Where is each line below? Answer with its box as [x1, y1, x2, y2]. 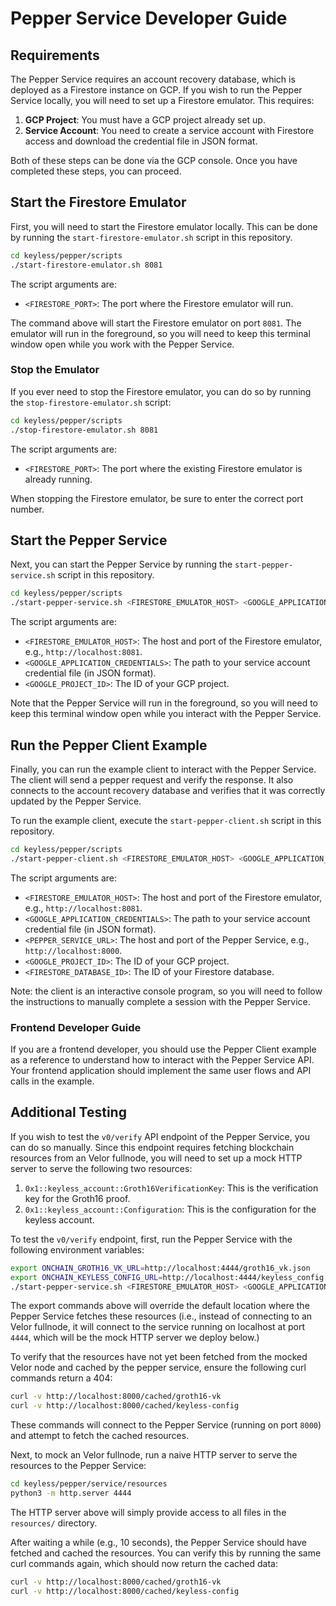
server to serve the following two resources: [10, 1162, 193, 1174]
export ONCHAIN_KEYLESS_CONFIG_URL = [10, 1272, 163, 1282]
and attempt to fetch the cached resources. [10, 1430, 190, 1442]
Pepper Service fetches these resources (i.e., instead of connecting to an [10, 1310, 313, 1322]
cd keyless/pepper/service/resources [10, 1479, 168, 1489]
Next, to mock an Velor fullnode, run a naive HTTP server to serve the [10, 1449, 298, 1461]
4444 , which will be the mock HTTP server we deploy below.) [10, 1332, 260, 1344]
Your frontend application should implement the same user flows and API [10, 1065, 312, 1077]
